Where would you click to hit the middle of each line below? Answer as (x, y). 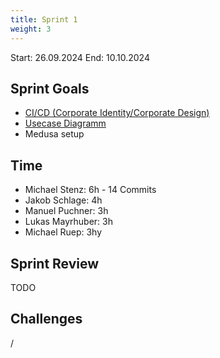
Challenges (46, 319)
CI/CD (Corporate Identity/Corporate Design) (117, 113)
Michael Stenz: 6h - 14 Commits (90, 190)
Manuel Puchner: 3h (66, 211)
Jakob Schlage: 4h (63, 200)
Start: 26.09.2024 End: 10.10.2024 (80, 57)
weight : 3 (31, 29)
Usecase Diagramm (65, 123)
